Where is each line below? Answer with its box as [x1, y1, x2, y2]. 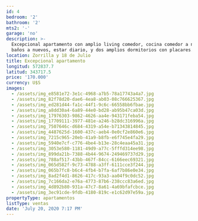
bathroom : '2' [6, 19, 41, 25]
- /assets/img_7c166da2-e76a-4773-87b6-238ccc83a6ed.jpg [11, 179, 154, 184]
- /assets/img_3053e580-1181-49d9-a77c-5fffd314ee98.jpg [11, 146, 154, 151]
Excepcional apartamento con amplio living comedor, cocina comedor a [11, 42, 189, 48]
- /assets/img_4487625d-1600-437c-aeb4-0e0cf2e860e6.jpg [11, 129, 154, 136]
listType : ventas [6, 200, 49, 206]
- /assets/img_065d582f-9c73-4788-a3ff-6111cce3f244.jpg [11, 162, 154, 168]
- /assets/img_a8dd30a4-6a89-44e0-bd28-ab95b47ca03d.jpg [11, 107, 154, 113]
